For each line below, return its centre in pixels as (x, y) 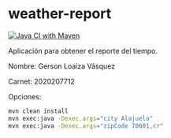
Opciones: (25, 96)
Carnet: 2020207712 (41, 81)
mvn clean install (38, 111)
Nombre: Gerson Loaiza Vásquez (62, 66)
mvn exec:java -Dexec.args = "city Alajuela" (81, 118)
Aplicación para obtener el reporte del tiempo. (83, 50)
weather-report (60, 14)
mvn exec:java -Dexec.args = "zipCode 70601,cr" (86, 126)
